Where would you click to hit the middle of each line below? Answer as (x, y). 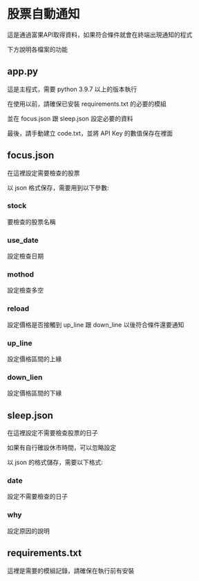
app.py (23, 72)
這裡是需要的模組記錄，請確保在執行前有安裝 (71, 571)
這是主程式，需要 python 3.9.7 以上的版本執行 (72, 89)
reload (18, 308)
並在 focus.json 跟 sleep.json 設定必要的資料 (70, 118)
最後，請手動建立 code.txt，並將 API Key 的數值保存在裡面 (90, 133)
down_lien (25, 377)
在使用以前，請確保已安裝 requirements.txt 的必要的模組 (87, 104)
